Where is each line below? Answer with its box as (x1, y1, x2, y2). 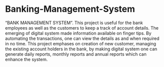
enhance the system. (5, 56, 48, 62)
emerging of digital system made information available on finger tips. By (5, 30, 152, 36)
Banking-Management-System (5, 3, 135, 15)
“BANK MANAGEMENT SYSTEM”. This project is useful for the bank (5, 20, 143, 26)
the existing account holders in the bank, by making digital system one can (5, 46, 158, 52)
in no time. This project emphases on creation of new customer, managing (5, 40, 157, 46)
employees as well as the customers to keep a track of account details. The (5, 25, 159, 31)
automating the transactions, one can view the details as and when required (5, 35, 160, 41)
